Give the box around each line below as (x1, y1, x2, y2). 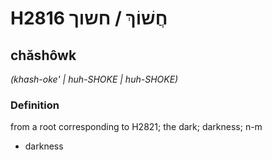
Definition (10, 98, 60, 112)
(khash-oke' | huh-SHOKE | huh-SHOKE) (10, 73, 179, 85)
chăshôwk (10, 47, 77, 64)
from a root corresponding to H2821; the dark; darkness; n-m (10, 121, 263, 133)
